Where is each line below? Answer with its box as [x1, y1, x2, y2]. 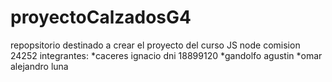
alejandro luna [10, 60, 69, 72]
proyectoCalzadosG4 [10, 6, 192, 29]
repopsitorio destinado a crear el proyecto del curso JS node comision [10, 39, 301, 51]
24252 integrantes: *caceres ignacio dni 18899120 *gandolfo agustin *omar [10, 49, 323, 61]
